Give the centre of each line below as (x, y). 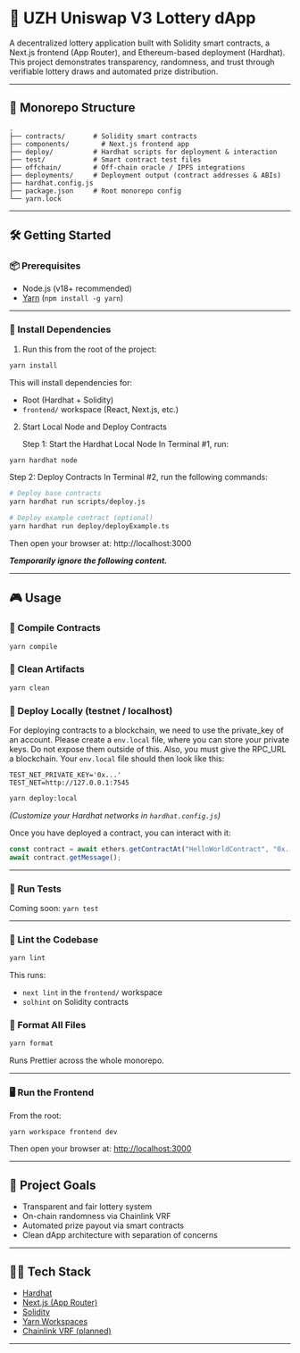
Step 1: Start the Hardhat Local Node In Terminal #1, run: (125, 444)
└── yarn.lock (36, 199)
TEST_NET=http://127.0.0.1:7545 (69, 783)
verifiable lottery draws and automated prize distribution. (114, 71)
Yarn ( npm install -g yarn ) (73, 298)
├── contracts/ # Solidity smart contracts (104, 136)
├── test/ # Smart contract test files (105, 160)
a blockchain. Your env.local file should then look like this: (117, 759)
